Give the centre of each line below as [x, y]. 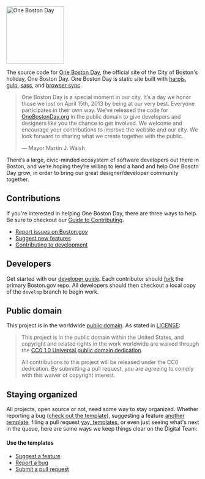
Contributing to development [51, 245]
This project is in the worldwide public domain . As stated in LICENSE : [93, 325]
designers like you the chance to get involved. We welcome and [102, 123]
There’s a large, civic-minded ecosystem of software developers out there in [102, 160]
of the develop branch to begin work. [53, 291]
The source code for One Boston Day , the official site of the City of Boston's [102, 72]
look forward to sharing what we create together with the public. [102, 136]
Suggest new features [43, 238]
